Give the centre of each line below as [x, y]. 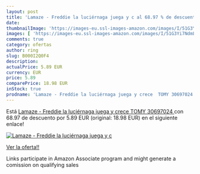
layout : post [22, 12]
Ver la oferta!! [23, 147]
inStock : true [24, 89]
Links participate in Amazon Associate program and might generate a [91, 159]
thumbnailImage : [26, 28]
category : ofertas [29, 45]
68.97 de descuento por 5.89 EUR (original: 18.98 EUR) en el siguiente [92, 118]
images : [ [18, 34]
